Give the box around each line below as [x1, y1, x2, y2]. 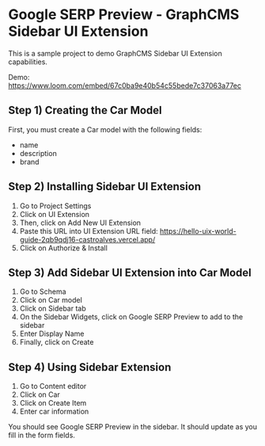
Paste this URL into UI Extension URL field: [19, 226, 158, 235]
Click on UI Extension [19, 209, 89, 219]
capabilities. [8, 57, 47, 67]
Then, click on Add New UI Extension [19, 218, 141, 227]
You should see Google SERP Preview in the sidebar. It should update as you [8, 422, 257, 432]
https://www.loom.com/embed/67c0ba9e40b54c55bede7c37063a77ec [8, 81, 242, 90]
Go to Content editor [19, 382, 87, 391]
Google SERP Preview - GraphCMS [8, 6, 240, 24]
